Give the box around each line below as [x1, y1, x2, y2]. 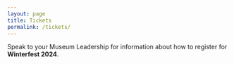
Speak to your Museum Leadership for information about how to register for [7, 43, 228, 51]
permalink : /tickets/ [7, 23, 71, 30]
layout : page [7, 10, 46, 18]
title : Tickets [7, 17, 52, 24]
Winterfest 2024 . [7, 50, 59, 58]
